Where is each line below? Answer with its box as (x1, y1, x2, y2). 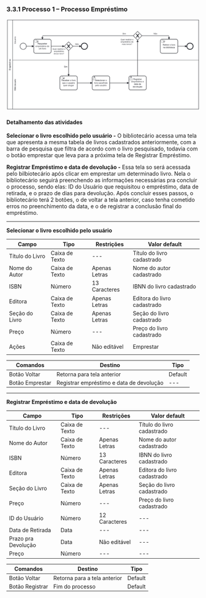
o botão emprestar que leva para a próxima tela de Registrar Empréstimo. (6, 152, 191, 159)
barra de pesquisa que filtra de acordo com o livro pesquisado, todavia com (6, 145, 198, 152)
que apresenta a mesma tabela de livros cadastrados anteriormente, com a (6, 139, 196, 146)
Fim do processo (53, 583, 96, 590)
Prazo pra (9, 535, 34, 542)
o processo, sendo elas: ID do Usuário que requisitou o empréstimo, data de (6, 183, 199, 190)
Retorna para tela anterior (56, 370, 121, 378)
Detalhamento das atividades (6, 118, 83, 126)
